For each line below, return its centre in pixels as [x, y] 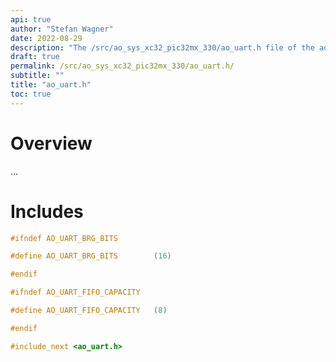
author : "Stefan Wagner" [62, 29]
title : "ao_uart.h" [51, 85]
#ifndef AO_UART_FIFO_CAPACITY [75, 292]
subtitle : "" [37, 76]
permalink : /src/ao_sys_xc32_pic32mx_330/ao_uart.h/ [122, 66]
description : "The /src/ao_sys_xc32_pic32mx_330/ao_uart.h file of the [162, 47]
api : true [31, 19]
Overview [51, 143]
